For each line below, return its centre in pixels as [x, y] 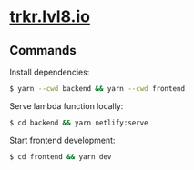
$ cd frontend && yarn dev [61, 156]
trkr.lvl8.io [50, 17]
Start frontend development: [62, 140]
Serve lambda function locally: [66, 105]
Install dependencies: [50, 72]
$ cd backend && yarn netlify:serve [79, 123]
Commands [43, 50]
